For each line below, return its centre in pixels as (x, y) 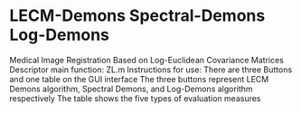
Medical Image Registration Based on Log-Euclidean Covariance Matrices (147, 60)
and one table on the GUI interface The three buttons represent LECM (139, 79)
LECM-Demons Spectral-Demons (137, 16)
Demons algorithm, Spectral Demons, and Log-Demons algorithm (131, 89)
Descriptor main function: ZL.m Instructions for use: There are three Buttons (151, 70)
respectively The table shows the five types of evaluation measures (135, 98)
